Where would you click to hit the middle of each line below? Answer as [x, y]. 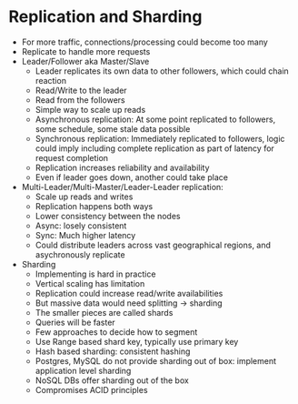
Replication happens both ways [94, 206]
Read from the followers [80, 100]
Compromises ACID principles [91, 389]
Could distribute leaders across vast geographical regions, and [153, 245]
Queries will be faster [75, 322]
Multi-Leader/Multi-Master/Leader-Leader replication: [122, 187]
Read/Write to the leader [81, 90]
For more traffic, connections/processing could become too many [145, 42]
